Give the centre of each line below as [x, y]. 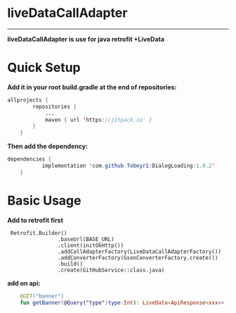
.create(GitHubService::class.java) [111, 270]
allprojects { [28, 100]
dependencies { [29, 159]
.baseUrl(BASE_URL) [86, 239]
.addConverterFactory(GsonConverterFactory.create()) [138, 258]
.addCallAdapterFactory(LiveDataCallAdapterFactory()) [139, 252]
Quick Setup [44, 68]
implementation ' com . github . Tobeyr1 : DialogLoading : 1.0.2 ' [129, 166]
